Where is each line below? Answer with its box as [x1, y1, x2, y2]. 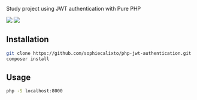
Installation [6, 35, 49, 45]
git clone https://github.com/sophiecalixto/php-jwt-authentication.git [6, 50, 192, 56]
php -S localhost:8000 [6, 88, 63, 94]
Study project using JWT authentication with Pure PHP [6, 5, 141, 12]
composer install [6, 56, 50, 62]
